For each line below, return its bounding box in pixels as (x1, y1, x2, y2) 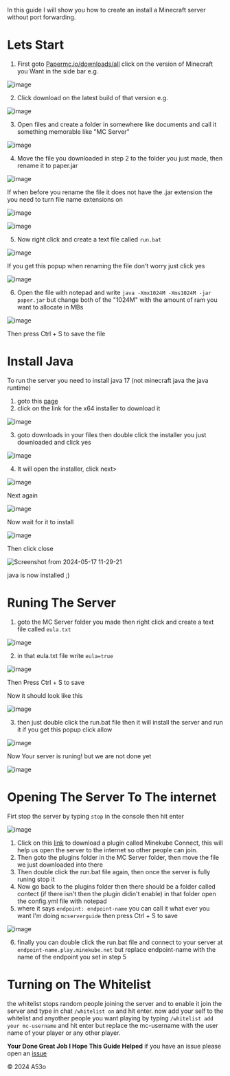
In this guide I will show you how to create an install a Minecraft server (7, 6, 206, 14)
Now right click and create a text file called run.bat (16, 235, 162, 243)
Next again (7, 491, 38, 500)
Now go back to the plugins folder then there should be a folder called (16, 882, 216, 891)
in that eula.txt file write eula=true (16, 651, 113, 659)
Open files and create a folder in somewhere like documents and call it (16, 120, 217, 128)
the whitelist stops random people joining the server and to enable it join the (7, 999, 222, 1007)
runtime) (7, 384, 32, 392)
